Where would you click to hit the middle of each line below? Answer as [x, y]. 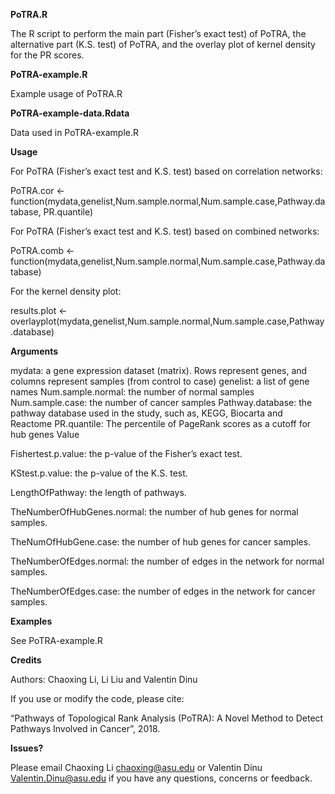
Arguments [34, 351]
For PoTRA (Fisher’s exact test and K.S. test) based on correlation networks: [166, 171]
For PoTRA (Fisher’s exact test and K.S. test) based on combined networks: [165, 231]
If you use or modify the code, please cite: [97, 698]
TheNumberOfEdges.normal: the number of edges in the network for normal [167, 561]
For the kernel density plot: [66, 291]
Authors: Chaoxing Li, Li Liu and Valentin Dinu [104, 679]
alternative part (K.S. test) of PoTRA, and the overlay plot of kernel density [163, 44]
